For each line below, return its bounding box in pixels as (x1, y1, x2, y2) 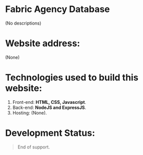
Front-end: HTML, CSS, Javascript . (12, 99, 86, 105)
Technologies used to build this (5, 72, 139, 83)
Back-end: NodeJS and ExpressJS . (12, 104, 86, 110)
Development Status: (5, 127, 95, 138)
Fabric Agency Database (5, 4, 110, 15)
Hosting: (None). (12, 109, 47, 116)
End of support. (17, 144, 50, 150)
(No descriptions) (5, 20, 42, 26)
